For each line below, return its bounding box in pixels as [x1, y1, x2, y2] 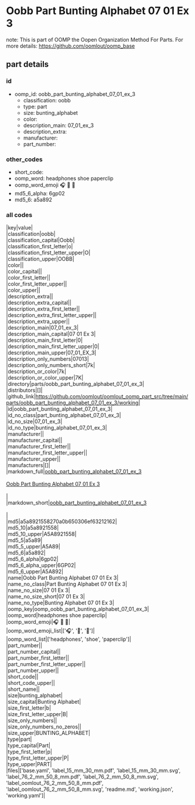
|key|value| [6, 224, 33, 231]
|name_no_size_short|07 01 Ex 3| [6, 593, 85, 600]
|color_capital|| [6, 268, 42, 275]
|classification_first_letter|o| [6, 243, 73, 250]
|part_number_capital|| [6, 648, 61, 656]
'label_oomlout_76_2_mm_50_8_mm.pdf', [6, 780, 104, 787]
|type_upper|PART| [6, 761, 52, 768]
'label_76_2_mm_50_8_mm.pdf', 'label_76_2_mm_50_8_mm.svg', [6, 773, 159, 780]
